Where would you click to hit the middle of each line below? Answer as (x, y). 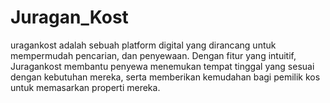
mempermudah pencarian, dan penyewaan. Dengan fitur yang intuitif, (153, 55)
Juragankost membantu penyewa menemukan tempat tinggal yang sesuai (162, 66)
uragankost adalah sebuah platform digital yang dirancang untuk (143, 45)
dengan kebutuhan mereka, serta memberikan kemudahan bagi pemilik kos (165, 77)
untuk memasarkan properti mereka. (85, 87)
